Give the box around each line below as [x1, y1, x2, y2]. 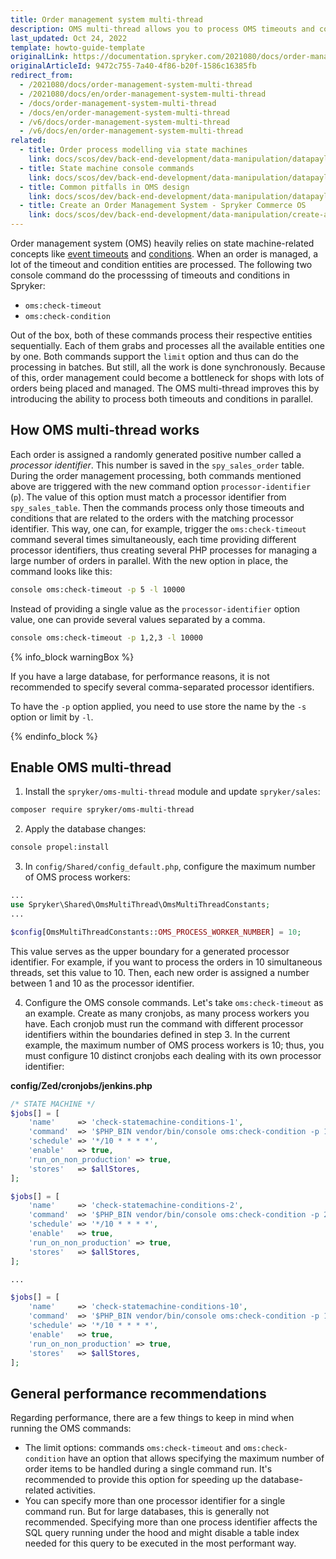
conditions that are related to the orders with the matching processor [10, 512, 295, 524]
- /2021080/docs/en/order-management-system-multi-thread [19, 89, 267, 99]
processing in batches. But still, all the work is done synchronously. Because [10, 361, 326, 373]
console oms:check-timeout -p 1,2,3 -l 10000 [10, 632, 203, 643]
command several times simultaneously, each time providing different [10, 533, 297, 545]
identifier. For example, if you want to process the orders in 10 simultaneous [10, 956, 323, 968]
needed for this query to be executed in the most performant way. [24, 1537, 297, 1550]
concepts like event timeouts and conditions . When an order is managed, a [10, 248, 319, 260]
